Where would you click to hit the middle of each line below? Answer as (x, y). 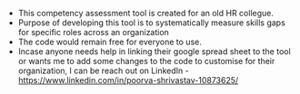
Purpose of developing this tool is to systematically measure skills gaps (152, 23)
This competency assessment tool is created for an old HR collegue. (146, 13)
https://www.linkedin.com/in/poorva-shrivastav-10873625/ (128, 80)
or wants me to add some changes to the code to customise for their (146, 61)
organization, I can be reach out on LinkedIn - (103, 70)
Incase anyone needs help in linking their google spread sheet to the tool (154, 52)
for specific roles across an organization (94, 32)
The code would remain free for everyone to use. (110, 42)
